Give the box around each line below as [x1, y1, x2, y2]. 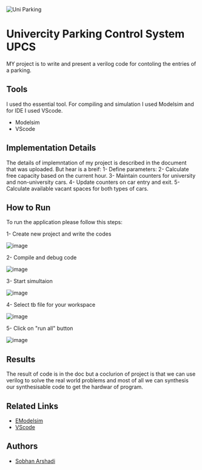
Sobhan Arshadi [15, 457, 56, 465]
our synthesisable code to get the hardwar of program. [6, 384, 144, 391]
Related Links [6, 401, 59, 411]
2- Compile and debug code [6, 254, 77, 261]
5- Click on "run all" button [6, 324, 73, 332]
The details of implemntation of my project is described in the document [6, 159, 187, 166]
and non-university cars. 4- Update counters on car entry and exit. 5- [6, 178, 180, 186]
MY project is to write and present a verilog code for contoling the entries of [6, 60, 197, 67]
